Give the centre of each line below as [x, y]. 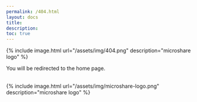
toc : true [18, 34]
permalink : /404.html [33, 12]
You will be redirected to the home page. [56, 68]
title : [14, 23]
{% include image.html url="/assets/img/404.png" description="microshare [99, 50]
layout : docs [22, 17]
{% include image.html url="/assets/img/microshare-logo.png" [83, 86]
